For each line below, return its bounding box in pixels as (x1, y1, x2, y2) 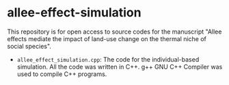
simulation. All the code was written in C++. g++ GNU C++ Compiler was (16, 62, 223, 71)
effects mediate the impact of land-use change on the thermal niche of (7, 34, 207, 42)
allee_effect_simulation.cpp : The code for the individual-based (16, 55, 200, 63)
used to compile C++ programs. (16, 70, 107, 78)
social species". (7, 42, 51, 50)
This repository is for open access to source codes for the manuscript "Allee (7, 27, 222, 36)
